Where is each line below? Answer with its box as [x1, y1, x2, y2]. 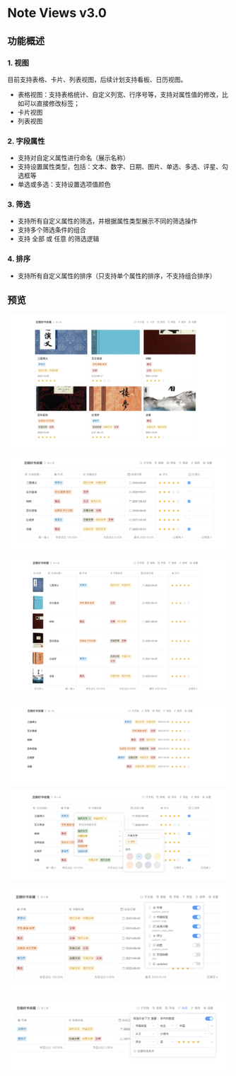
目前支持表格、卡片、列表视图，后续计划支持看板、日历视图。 [7, 75, 187, 83]
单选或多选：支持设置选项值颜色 [17, 180, 111, 189]
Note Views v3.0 [7, 5, 107, 21]
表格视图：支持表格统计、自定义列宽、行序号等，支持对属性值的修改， [17, 90, 223, 98]
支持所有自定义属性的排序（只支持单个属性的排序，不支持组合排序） [17, 271, 216, 280]
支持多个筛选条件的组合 [17, 226, 86, 234]
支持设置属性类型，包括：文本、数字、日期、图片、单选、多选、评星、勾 [17, 163, 228, 171]
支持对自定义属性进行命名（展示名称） [17, 154, 129, 162]
